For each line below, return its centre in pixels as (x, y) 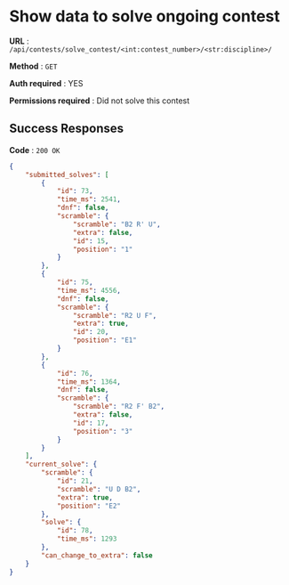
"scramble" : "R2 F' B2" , (119, 407)
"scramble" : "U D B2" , (99, 489)
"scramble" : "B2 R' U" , (117, 224)
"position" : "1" (103, 249)
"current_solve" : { (61, 465)
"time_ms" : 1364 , (89, 382)
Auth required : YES (46, 83)
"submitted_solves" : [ (67, 175)
